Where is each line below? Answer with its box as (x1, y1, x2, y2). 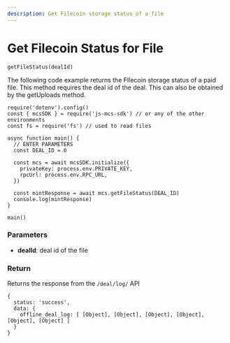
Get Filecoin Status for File (7, 40, 164, 56)
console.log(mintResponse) (13, 196, 92, 203)
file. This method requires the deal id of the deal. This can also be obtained (7, 83, 224, 92)
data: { (13, 305, 36, 312)
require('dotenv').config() (7, 104, 89, 111)
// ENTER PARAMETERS (13, 140, 73, 147)
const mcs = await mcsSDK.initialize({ (13, 159, 130, 166)
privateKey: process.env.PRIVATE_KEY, (20, 165, 133, 172)
